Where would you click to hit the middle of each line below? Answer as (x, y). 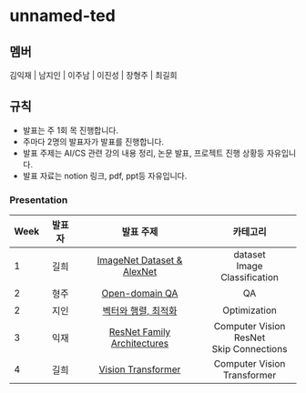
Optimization (250, 310)
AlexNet (140, 272)
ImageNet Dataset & (140, 260)
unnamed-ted (62, 16)
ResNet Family (140, 332)
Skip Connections (250, 349)
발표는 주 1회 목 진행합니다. (70, 130)
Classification (250, 277)
